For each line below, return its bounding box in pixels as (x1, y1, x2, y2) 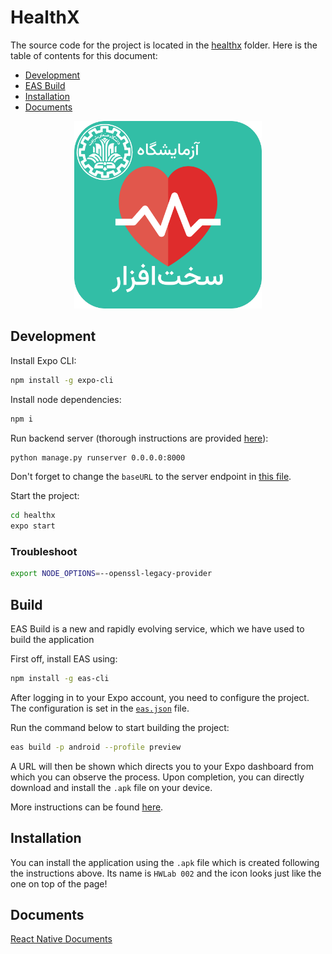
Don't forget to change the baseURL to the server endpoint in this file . (10, 471, 292, 483)
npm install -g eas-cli (10, 674, 110, 684)
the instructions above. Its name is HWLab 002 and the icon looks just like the (10, 867, 322, 879)
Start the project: (10, 490, 80, 502)
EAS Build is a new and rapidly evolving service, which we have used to (10, 623, 305, 635)
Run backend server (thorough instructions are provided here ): (10, 432, 269, 444)
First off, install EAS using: (10, 653, 118, 665)
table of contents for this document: (10, 49, 158, 61)
